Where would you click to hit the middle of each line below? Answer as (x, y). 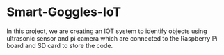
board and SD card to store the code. (59, 45)
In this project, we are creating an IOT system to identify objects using (107, 31)
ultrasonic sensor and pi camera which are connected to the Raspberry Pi (112, 38)
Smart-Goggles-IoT (64, 12)
